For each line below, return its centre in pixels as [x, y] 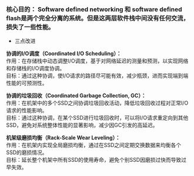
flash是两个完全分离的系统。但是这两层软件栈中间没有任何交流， [98, 18]
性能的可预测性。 [27, 83]
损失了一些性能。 [30, 27]
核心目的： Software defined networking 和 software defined [94, 9]
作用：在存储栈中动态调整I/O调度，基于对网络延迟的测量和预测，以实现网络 [97, 61]
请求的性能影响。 [27, 110]
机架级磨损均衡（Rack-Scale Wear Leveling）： [63, 138]
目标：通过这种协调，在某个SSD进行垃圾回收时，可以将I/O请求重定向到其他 [97, 118]
